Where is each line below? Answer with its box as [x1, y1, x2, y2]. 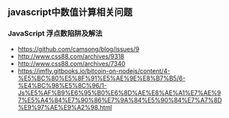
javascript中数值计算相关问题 [8, 6, 133, 19]
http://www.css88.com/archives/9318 [17, 52, 125, 60]
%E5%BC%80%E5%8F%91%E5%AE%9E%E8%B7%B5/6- [17, 74, 186, 82]
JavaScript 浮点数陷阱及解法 [8, 29, 103, 38]
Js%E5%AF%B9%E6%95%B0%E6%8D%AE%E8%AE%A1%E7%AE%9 [17, 88, 221, 97]
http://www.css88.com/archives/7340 [17, 59, 125, 67]
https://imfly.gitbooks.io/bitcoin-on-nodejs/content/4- [17, 67, 171, 75]
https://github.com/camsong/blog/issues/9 [17, 45, 140, 53]
